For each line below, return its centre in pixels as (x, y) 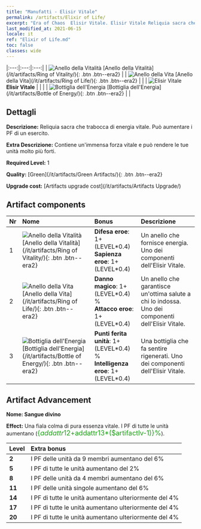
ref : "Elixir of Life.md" (38, 40)
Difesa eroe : (112, 232)
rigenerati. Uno (162, 356)
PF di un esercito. (28, 133)
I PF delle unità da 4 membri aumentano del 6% (98, 479)
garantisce (156, 287)
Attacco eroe (113, 309)
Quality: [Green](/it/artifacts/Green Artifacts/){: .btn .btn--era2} (84, 174)
